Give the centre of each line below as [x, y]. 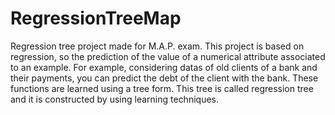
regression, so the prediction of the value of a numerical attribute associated [168, 56]
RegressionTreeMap [96, 18]
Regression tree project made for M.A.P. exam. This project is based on [157, 46]
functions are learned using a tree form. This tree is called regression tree [162, 88]
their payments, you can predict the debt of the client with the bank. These [164, 78]
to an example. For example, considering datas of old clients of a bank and [164, 67]
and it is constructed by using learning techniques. [114, 99]
